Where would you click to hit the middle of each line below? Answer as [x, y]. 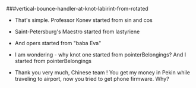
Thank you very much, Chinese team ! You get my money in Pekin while [102, 73]
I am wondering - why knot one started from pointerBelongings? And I [100, 55]
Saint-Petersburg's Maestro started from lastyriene [77, 32]
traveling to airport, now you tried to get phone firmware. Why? [92, 79]
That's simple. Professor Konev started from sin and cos [83, 20]
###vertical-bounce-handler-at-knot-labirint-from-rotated [77, 9]
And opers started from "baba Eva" [58, 43]
